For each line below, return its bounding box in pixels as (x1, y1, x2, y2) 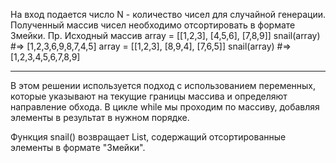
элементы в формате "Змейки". (10, 142, 146, 153)
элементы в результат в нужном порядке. (10, 112, 190, 123)
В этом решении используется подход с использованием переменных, (10, 80, 317, 91)
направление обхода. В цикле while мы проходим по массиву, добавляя (10, 101, 320, 113)
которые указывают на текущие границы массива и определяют (10, 90, 288, 102)
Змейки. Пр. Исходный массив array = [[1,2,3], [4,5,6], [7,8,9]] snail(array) (10, 30, 321, 41)
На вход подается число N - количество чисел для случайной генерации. (10, 9, 327, 20)
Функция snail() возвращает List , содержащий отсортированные (10, 131, 287, 143)
